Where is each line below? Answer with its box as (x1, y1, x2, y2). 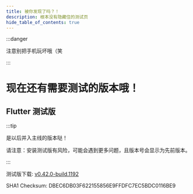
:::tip (6, 122, 17, 129)
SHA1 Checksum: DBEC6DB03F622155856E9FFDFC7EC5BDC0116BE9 (6, 182, 176, 189)
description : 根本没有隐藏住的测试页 (6, 14, 88, 20)
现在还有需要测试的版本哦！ (6, 81, 140, 95)
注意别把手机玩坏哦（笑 (6, 47, 63, 54)
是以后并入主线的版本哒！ (6, 134, 68, 141)
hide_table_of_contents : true (6, 19, 80, 25)
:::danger (6, 36, 28, 43)
